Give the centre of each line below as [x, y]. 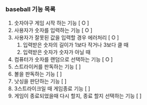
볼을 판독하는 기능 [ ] [38, 74]
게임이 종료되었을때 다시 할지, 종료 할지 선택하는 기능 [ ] [78, 96]
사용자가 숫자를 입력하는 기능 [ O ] [53, 30]
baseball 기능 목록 [31, 9]
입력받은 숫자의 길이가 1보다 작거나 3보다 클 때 [76, 45]
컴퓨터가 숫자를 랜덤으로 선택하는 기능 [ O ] [63, 60]
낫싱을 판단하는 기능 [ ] [40, 81]
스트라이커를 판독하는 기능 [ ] [47, 67]
